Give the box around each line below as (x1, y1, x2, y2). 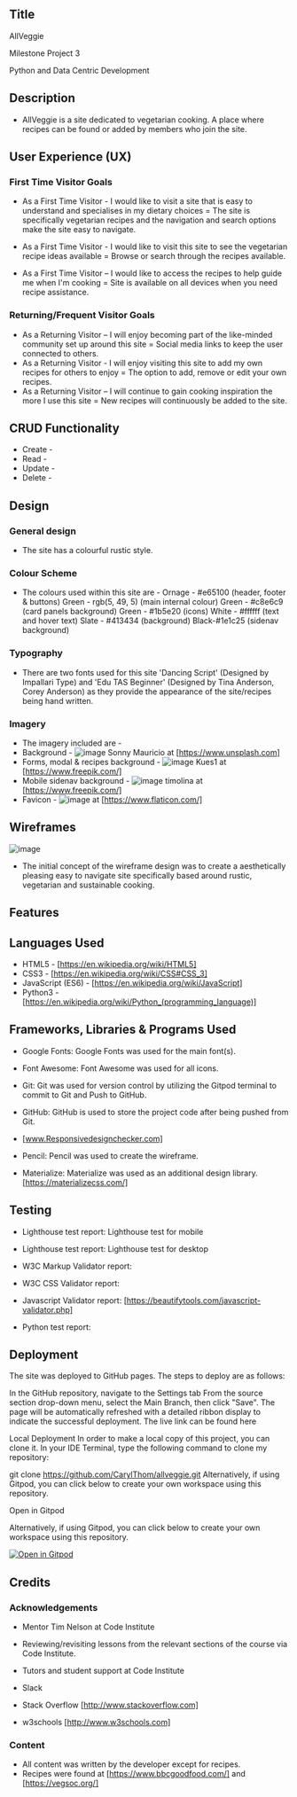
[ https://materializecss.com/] (21, 1176, 129, 1187)
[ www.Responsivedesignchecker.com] (21, 1133, 163, 1144)
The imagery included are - (21, 738, 122, 748)
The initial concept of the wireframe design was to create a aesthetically (21, 860, 286, 871)
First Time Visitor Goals (9, 176, 113, 188)
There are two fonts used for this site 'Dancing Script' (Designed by (21, 667, 270, 677)
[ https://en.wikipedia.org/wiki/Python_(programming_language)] (21, 996, 257, 1007)
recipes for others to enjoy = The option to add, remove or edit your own (21, 367, 287, 378)
